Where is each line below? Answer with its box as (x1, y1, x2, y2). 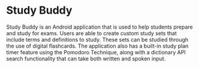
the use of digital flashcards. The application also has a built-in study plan (6, 42, 189, 50)
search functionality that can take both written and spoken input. (6, 55, 166, 62)
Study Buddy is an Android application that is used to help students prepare (6, 23, 193, 30)
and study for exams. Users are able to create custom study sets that (6, 29, 177, 36)
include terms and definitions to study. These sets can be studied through (6, 36, 189, 43)
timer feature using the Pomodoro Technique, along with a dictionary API (6, 48, 186, 55)
